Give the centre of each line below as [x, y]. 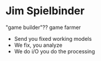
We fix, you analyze [38, 45]
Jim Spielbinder [45, 11]
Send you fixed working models [53, 38]
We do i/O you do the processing [55, 51]
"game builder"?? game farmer [43, 27]
